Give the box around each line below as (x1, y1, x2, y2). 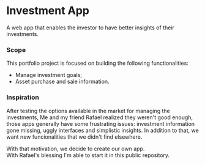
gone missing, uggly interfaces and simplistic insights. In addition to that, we (6, 127, 199, 134)
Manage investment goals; (15, 71, 83, 79)
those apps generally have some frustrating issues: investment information (6, 120, 195, 127)
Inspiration (6, 93, 40, 101)
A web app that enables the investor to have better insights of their (6, 24, 174, 31)
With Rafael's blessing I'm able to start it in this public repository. (6, 151, 170, 159)
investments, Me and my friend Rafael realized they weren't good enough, (6, 114, 193, 121)
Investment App (6, 4, 90, 18)
